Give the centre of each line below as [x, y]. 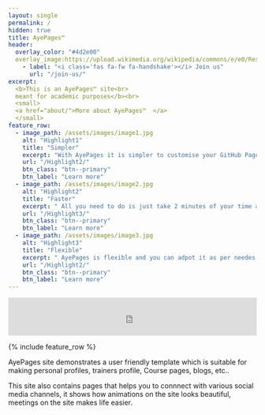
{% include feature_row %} [52, 347]
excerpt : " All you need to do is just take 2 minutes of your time [137, 206]
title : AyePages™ [37, 37]
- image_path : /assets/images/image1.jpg [84, 133]
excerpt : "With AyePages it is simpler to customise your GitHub [132, 155]
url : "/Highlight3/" [56, 214]
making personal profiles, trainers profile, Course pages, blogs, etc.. [119, 371]
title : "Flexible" [52, 250]
